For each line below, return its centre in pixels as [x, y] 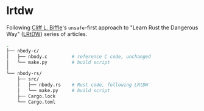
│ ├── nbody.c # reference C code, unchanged [79, 56]
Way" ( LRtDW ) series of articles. [47, 34]
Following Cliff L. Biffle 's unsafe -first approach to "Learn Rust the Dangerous [102, 27]
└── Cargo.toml [37, 102]
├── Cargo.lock [37, 96]
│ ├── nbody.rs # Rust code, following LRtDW [83, 85]
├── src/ [28, 79]
